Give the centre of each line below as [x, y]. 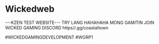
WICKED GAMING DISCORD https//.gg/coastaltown [57, 27]
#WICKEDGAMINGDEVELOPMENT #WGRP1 [49, 37]
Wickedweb [30, 9]
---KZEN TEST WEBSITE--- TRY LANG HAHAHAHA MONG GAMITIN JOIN [80, 22]
